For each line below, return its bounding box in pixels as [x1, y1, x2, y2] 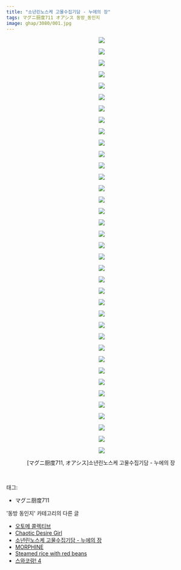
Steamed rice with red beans [15, 550, 87, 557]
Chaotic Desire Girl [15, 529, 62, 537]
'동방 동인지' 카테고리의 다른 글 [6, 510, 79, 517]
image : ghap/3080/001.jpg [6, 20, 71, 26]
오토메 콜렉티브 [15, 523, 51, 530]
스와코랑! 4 [15, 557, 42, 565]
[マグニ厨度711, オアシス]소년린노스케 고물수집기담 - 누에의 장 [27, 459, 176, 467]
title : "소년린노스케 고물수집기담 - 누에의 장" [6, 9, 111, 15]
